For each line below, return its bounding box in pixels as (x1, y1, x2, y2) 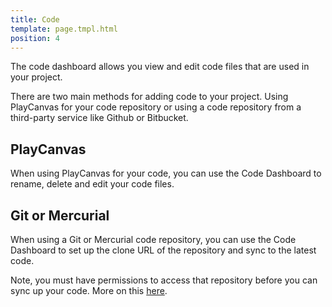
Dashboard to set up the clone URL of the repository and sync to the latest (10, 244, 317, 256)
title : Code (10, 14, 60, 25)
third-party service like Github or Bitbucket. (10, 112, 189, 124)
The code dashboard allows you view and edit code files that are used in (10, 61, 310, 73)
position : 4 (10, 33, 60, 43)
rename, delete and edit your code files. (10, 178, 175, 190)
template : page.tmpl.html (10, 24, 118, 34)
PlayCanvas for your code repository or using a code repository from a (10, 101, 302, 113)
